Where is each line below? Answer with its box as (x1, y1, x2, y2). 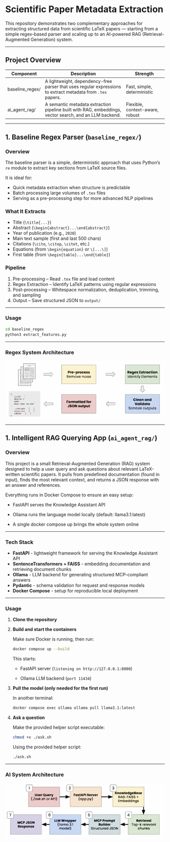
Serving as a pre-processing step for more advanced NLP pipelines (12, 195, 153, 201)
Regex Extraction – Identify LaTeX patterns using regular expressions (12, 281, 156, 287)
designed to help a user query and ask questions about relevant (5, 466, 138, 472)
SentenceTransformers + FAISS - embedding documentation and (12, 561, 150, 567)
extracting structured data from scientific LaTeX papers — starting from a (5, 25, 158, 31)
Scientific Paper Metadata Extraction (5, 4, 163, 15)
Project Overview (5, 56, 61, 64)
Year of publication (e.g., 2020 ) (12, 230, 76, 236)
